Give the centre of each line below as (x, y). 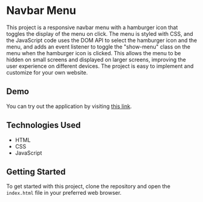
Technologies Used (43, 125)
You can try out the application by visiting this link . (69, 106)
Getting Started (36, 171)
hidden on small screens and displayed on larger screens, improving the (96, 59)
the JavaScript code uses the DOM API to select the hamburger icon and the (102, 40)
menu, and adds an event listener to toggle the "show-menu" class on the (98, 47)
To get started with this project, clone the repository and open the (88, 186)
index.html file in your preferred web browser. (64, 193)
